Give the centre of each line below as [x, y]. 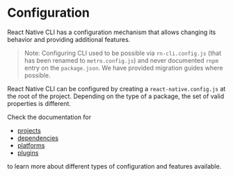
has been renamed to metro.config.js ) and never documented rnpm [121, 60]
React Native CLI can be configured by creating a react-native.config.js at [116, 88]
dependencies [38, 138]
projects [29, 130]
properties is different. [39, 103]
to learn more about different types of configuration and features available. [114, 166]
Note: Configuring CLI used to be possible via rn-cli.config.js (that [123, 53]
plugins [28, 153]
